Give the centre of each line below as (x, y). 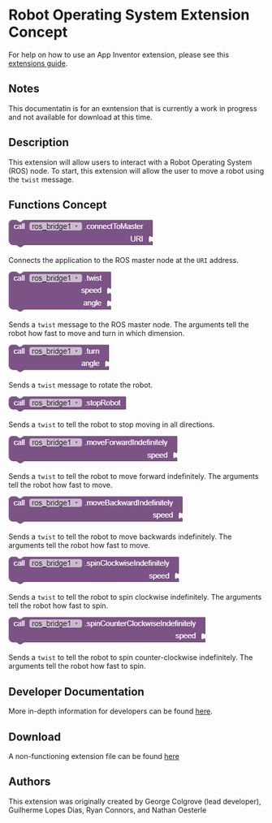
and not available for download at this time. (80, 117)
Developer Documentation (76, 692)
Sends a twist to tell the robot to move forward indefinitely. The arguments (134, 476)
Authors (30, 782)
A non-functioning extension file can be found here (94, 756)
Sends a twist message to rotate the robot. (80, 385)
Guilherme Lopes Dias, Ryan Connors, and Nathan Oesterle (108, 810)
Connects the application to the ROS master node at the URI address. (124, 261)
